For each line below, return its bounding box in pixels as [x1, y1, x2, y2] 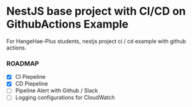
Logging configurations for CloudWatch [15, 94, 115, 101]
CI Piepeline [15, 73, 46, 81]
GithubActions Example [6, 17, 128, 31]
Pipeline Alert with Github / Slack [15, 87, 98, 94]
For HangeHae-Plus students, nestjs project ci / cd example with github [6, 37, 186, 45]
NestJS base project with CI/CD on [6, 4, 186, 18]
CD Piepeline [15, 80, 48, 87]
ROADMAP [6, 59, 39, 68]
